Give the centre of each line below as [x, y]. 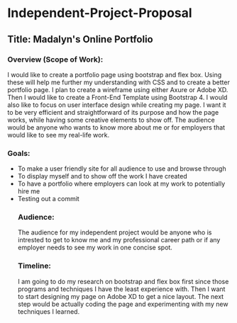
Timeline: [34, 266]
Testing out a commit [48, 199]
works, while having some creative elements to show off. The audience [111, 120]
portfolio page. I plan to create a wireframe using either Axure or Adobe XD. [118, 89]
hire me [29, 191]
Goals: [19, 153]
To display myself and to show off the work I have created [102, 176]
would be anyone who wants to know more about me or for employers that [116, 127]
